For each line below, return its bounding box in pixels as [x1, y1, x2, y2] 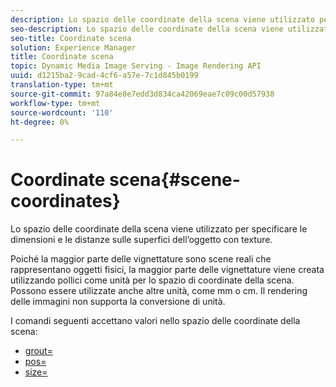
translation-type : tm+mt [10, 80, 114, 90]
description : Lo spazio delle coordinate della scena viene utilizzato [10, 14, 315, 25]
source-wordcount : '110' [10, 107, 114, 118]
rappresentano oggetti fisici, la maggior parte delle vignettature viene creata [10, 264, 325, 276]
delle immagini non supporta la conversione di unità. [10, 296, 226, 308]
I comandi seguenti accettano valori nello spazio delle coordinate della [10, 315, 301, 327]
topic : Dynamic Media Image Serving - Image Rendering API [10, 61, 262, 71]
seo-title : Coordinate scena [10, 33, 132, 43]
